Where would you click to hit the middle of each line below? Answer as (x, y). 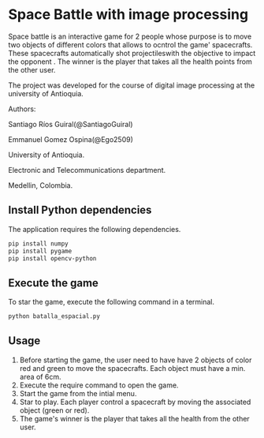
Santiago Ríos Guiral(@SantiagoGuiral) (71, 124)
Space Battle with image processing (128, 15)
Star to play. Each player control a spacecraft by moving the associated (135, 402)
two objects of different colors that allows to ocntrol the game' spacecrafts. (130, 44)
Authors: (22, 109)
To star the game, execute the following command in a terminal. (112, 302)
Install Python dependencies (80, 210)
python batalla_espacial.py (54, 316)
